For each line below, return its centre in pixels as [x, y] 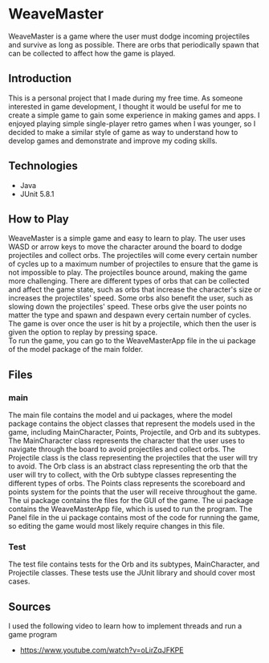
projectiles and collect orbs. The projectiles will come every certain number [133, 256]
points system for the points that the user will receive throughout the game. [133, 492]
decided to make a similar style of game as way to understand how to [123, 132]
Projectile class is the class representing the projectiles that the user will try [133, 458]
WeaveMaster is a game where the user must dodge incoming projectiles [129, 36]
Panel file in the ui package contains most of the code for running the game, [134, 518]
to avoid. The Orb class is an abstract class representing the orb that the [128, 466]
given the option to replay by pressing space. [83, 332]
